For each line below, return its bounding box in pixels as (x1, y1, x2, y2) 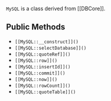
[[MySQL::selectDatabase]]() (14, 45, 87, 51)
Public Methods (6, 22, 66, 32)
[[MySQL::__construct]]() (14, 38, 79, 45)
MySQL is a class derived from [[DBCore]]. (6, 5, 106, 12)
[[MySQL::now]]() (14, 76, 58, 82)
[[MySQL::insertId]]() (14, 64, 71, 70)
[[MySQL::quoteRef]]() (14, 51, 71, 57)
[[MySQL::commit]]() (14, 70, 66, 76)
